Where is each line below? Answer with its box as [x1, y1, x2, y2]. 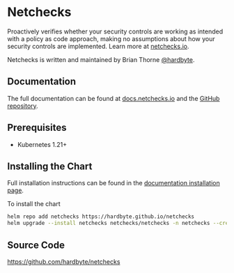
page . [7, 186, 24, 195]
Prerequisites [7, 122, 67, 134]
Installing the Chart [7, 160, 93, 172]
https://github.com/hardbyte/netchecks [7, 257, 120, 265]
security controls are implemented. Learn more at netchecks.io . [7, 42, 189, 50]
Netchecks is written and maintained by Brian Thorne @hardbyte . [7, 55, 195, 63]
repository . [7, 102, 38, 110]
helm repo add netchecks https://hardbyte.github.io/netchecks [7, 213, 195, 220]
